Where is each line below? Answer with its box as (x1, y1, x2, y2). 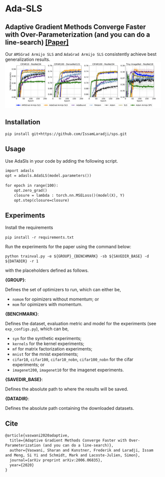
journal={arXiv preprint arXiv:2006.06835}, (9, 458, 103, 463)
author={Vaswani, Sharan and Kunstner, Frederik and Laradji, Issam (9, 448, 154, 453)
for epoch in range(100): (5, 183, 58, 188)
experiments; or (12, 361, 45, 367)
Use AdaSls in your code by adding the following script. (5, 158, 119, 164)
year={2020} (9, 463, 35, 468)
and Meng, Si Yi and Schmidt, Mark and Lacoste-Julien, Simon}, (5, 453, 140, 458)
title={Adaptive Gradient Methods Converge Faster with (9, 438, 127, 443)
